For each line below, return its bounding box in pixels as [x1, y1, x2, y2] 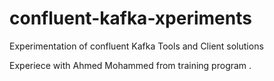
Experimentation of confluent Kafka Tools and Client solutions [9, 40, 264, 52]
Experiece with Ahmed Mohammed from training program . [9, 59, 252, 71]
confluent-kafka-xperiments [9, 7, 252, 30]
